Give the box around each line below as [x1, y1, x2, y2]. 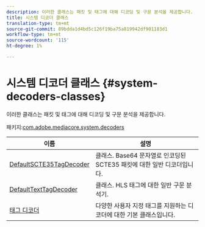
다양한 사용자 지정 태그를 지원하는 [95, 201, 187, 210]
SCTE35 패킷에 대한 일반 [95, 160, 164, 169]
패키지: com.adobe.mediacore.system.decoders [6, 123, 124, 131]
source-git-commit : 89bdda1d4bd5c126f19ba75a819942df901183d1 [6, 26, 168, 32]
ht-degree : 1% [6, 43, 43, 49]
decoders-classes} [6, 89, 106, 103]
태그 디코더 [9, 206, 40, 214]
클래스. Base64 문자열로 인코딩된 [95, 151, 186, 159]
